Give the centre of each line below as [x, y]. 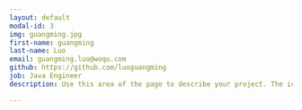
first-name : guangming [52, 42]
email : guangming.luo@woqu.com [68, 59]
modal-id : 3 [31, 26]
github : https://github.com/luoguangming [88, 68]
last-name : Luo [38, 51]
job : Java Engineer [46, 76]
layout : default [40, 17]
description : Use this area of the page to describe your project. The [146, 84]
